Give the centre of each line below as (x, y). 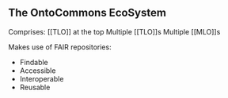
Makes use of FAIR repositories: (60, 47)
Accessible (38, 71)
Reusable (35, 87)
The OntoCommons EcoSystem (87, 13)
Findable (34, 62)
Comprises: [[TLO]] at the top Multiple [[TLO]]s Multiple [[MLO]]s (114, 31)
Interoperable (42, 78)
